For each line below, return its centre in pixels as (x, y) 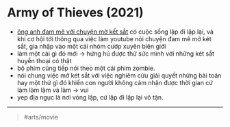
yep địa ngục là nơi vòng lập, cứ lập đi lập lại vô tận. (90, 97)
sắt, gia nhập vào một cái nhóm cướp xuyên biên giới (91, 46)
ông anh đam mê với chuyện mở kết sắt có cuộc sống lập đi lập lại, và (115, 32)
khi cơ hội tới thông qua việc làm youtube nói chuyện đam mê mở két (114, 38)
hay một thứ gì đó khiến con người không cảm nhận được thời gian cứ (115, 82)
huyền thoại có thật (44, 60)
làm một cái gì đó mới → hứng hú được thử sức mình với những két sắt (115, 54)
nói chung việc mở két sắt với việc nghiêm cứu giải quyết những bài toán (119, 75)
